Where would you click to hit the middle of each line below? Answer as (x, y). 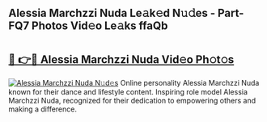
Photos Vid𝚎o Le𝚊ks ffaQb (100, 26)
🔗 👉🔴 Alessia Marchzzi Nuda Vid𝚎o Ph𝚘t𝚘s (121, 59)
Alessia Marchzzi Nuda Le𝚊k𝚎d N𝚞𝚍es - (112, 13)
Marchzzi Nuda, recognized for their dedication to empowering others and (132, 101)
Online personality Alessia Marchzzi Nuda (190, 83)
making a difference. (42, 109)
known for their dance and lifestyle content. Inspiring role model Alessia (128, 92)
